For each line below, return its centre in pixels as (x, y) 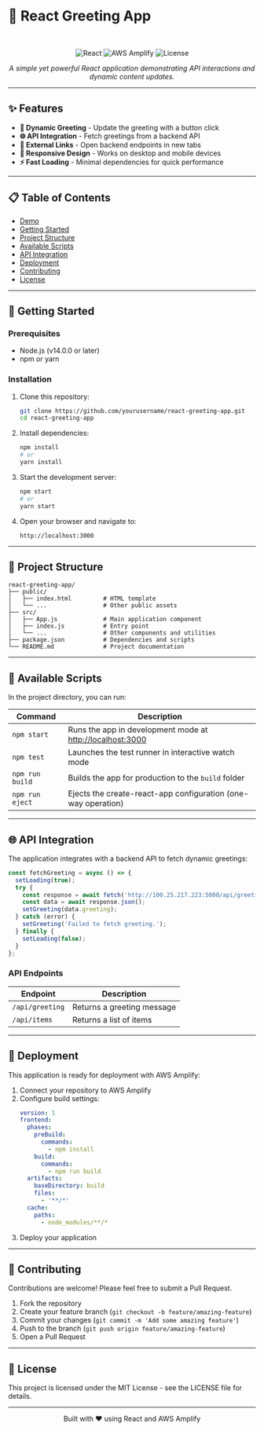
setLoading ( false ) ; (54, 939)
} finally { (35, 931)
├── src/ (22, 613)
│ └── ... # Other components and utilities (112, 633)
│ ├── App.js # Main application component (105, 620)
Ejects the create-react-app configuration (147, 794)
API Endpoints (36, 973)
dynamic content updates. (132, 76)
